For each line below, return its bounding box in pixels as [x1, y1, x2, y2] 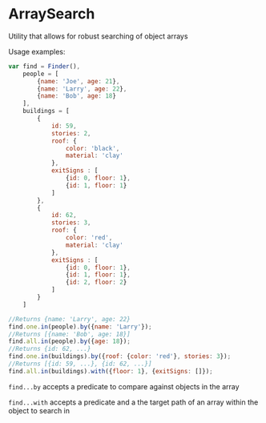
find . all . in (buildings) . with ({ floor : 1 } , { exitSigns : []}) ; [8, 367, 214, 375]
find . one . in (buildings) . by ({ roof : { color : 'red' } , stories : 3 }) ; [8, 352, 232, 361]
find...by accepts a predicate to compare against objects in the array [8, 381, 240, 391]
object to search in [8, 405, 71, 415]
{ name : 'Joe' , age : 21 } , [37, 77, 120, 85]
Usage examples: [8, 46, 66, 56]
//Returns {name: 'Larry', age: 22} [8, 315, 131, 323]
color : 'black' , [65, 144, 120, 152]
